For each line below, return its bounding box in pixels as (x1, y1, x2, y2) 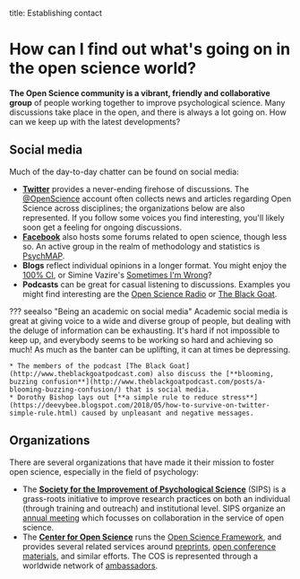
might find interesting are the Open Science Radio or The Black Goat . (21, 288, 278, 299)
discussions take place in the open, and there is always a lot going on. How (9, 107, 287, 118)
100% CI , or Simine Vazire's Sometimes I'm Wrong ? (21, 269, 212, 280)
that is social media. (124, 385, 210, 394)
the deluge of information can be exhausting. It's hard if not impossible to (9, 325, 280, 336)
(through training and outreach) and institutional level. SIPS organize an (21, 503, 286, 513)
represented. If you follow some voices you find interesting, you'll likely (21, 212, 285, 223)
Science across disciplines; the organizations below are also (21, 202, 245, 214)
